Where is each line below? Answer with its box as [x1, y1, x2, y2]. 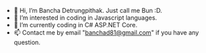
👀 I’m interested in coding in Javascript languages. [13, 14, 157, 22]
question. [13, 38, 41, 46]
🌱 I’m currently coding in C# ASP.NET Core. [13, 21, 138, 29]
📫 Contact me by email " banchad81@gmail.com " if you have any [13, 29, 199, 37]
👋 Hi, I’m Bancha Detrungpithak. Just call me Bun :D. [13, 7, 163, 14]
